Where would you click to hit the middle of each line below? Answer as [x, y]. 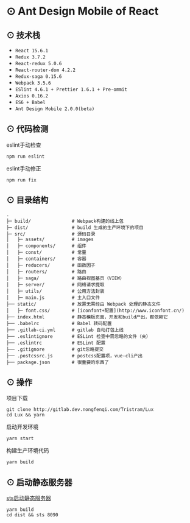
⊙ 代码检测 [27, 129]
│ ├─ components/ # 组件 [46, 246]
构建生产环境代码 [28, 451]
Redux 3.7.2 [30, 57]
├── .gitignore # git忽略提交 [55, 349]
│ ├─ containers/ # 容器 [46, 259]
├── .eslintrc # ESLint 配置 [56, 343]
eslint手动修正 [24, 168]
